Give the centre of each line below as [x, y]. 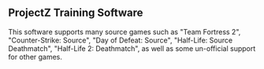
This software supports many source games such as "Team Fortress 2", [125, 31]
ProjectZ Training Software [76, 13]
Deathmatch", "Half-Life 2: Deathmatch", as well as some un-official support [132, 48]
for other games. [35, 56]
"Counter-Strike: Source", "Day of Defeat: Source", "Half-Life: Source [121, 40]
